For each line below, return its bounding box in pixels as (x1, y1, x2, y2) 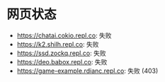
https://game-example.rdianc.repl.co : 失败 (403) (16, 66, 159, 75)
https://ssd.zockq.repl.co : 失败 (16, 49, 107, 57)
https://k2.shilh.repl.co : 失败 (16, 40, 99, 48)
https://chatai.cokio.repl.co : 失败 (16, 31, 112, 40)
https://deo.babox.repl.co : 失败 (16, 57, 108, 66)
